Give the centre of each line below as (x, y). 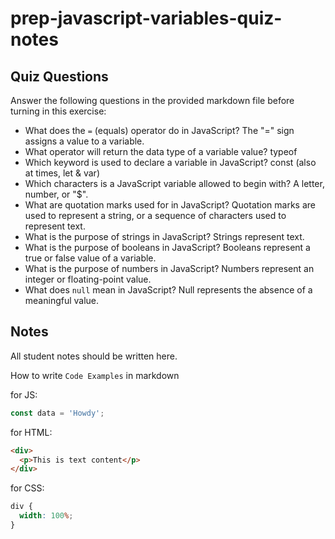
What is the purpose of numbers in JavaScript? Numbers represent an (169, 268)
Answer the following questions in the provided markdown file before (152, 100)
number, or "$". (56, 194)
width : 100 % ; (46, 516)
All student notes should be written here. (94, 356)
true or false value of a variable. (90, 258)
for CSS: (27, 488)
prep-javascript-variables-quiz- (146, 18)
